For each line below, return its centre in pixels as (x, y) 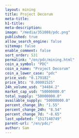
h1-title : (15, 23)
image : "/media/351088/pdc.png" (38, 32)
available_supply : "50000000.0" (38, 101)
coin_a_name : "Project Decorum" (38, 69)
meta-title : (17, 19)
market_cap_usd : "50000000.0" (36, 92)
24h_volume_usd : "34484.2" (32, 87)
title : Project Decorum (29, 14)
